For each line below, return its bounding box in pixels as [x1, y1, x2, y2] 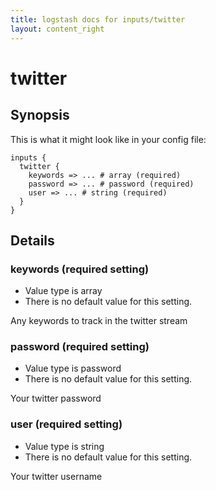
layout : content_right [10, 24, 105, 34]
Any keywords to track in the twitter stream [10, 315, 188, 327]
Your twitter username [10, 470, 103, 482]
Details [10, 232, 55, 249]
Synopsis [10, 107, 70, 124]
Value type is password [24, 362, 122, 375]
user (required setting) [10, 417, 123, 431]
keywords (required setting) [10, 262, 150, 276]
